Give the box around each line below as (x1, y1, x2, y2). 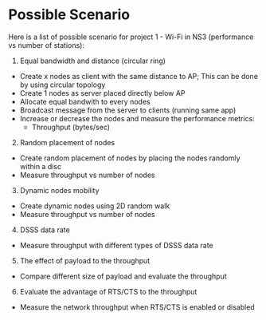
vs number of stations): (8, 40, 85, 49)
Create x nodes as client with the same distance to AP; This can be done (19, 71, 259, 81)
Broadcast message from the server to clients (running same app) (19, 105, 237, 115)
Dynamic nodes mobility (19, 185, 100, 195)
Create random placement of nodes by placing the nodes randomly (19, 153, 241, 163)
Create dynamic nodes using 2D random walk (19, 201, 170, 211)
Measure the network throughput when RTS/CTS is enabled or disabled (19, 302, 255, 312)
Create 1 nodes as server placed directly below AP (19, 88, 186, 97)
